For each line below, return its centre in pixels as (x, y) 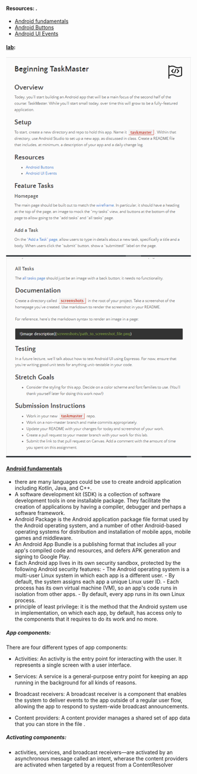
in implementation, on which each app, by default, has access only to (98, 613)
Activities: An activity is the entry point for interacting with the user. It (98, 658)
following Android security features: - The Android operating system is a (102, 569)
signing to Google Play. (42, 556)
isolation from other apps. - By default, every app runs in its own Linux (100, 594)
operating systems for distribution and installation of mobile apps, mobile (103, 531)
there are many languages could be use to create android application (98, 482)
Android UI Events (36, 34)
